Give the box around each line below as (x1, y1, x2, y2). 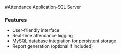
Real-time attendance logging (12, 33, 73, 39)
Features (5, 16, 27, 23)
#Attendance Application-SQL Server (5, 4, 81, 10)
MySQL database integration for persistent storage (12, 38, 117, 44)
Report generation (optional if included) (12, 43, 93, 49)
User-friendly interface (12, 27, 60, 33)
